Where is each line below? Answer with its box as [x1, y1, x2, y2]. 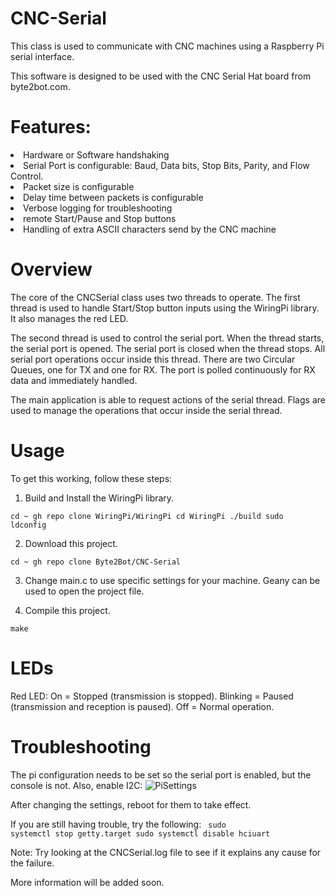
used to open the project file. [24, 585, 145, 597]
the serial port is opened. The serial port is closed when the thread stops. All [10, 342, 326, 354]
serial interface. [10, 50, 75, 62]
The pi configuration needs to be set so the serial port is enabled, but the [10, 768, 312, 781]
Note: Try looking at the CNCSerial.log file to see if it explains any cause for [10, 846, 322, 858]
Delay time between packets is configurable [23, 191, 204, 203]
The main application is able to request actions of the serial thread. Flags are [10, 393, 326, 406]
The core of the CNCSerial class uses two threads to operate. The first [10, 291, 301, 303]
